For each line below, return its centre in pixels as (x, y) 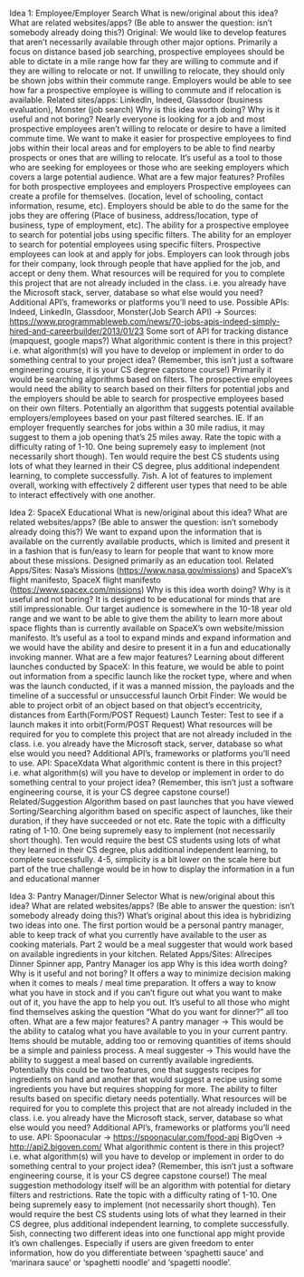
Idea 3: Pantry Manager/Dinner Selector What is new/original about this (142, 896)
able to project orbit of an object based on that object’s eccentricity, (136, 705)
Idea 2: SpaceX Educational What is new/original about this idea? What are (148, 512)
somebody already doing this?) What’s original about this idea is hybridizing (150, 916)
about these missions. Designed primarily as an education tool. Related (142, 561)
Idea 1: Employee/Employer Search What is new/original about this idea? (144, 13)
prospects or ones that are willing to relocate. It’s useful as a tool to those (146, 157)
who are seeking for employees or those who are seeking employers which (149, 167)
